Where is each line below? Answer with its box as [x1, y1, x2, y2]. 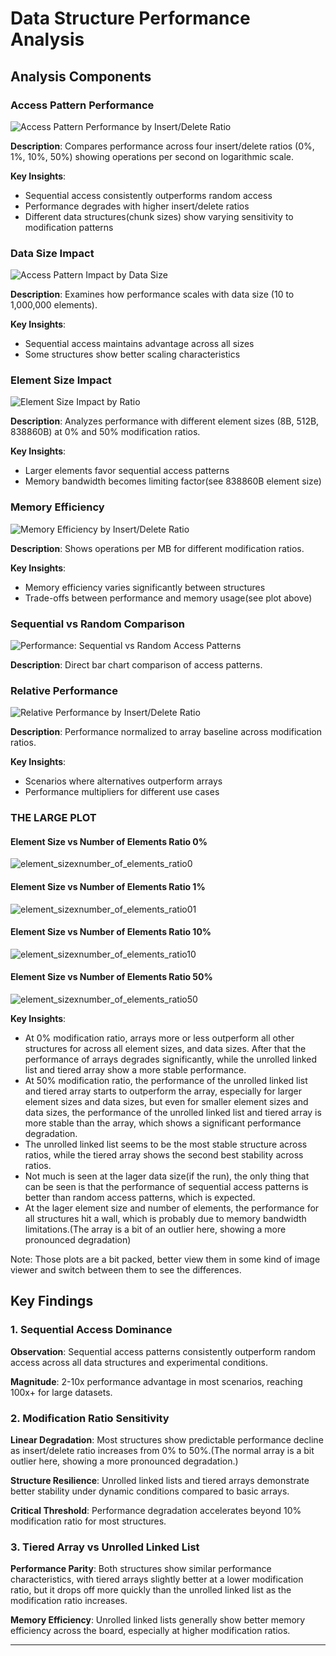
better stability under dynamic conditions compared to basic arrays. [10, 1485, 290, 1497]
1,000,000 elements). [10, 299, 98, 311]
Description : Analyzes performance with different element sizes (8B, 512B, [10, 415, 320, 427]
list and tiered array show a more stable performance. [24, 1064, 247, 1076]
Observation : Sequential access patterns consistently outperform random [10, 1345, 316, 1357]
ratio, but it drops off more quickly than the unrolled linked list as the [10, 1584, 292, 1596]
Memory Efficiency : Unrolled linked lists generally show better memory [10, 1614, 306, 1626]
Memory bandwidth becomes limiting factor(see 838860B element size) [24, 475, 322, 487]
